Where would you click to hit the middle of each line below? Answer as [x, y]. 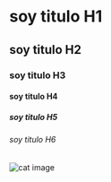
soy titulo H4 [34, 97]
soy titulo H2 [46, 50]
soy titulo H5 [34, 117]
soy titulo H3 [38, 75]
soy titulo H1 [56, 17]
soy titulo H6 [33, 140]
